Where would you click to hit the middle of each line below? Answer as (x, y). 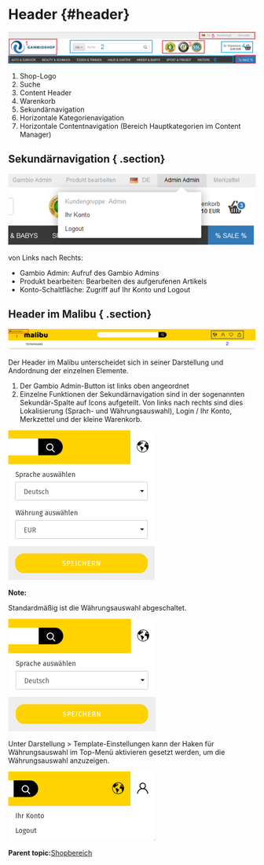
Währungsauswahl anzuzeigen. (59, 761)
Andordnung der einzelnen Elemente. (68, 371)
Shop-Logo (38, 75)
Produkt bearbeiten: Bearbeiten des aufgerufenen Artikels (113, 281)
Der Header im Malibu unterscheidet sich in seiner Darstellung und (116, 362)
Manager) (35, 134)
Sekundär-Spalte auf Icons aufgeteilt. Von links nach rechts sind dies (131, 403)
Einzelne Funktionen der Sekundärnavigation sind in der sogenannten (132, 394)
